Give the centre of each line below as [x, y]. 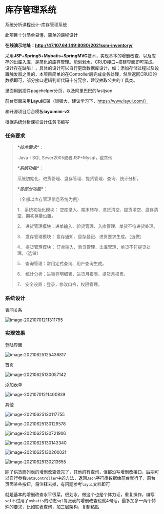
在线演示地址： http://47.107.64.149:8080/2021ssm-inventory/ [69, 45]
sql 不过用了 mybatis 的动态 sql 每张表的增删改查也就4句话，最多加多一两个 [79, 500]
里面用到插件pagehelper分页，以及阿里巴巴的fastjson [59, 91]
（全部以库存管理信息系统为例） [49, 199]
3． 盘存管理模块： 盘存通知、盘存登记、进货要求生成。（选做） [81, 237]
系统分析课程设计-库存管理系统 [36, 24]
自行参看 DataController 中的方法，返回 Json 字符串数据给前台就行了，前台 [82, 478]
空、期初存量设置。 [36, 216]
